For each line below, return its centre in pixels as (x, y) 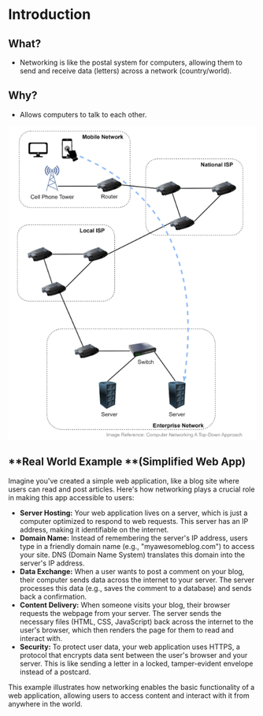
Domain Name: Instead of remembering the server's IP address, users (133, 538)
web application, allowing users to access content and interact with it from (129, 696)
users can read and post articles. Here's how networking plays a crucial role (131, 489)
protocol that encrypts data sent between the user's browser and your (133, 655)
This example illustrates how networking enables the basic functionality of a (131, 687)
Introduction (50, 15)
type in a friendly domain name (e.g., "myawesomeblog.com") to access (137, 546)
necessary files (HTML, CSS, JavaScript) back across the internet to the (136, 621)
